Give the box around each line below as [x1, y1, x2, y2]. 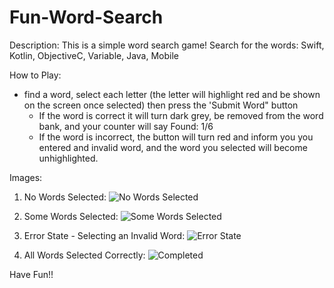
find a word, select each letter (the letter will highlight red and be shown [23, 88, 321, 100]
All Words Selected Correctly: [23, 249, 146, 261]
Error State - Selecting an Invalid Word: [23, 229, 186, 241]
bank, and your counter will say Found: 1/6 [38, 120, 214, 132]
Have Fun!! [9, 268, 54, 280]
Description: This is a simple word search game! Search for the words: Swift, [9, 39, 325, 51]
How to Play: [9, 69, 62, 81]
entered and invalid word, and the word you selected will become [38, 141, 308, 153]
